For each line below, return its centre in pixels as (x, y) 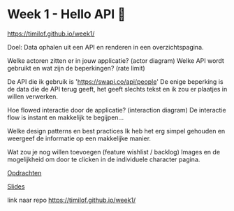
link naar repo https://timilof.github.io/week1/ (72, 200)
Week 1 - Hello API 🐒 (66, 14)
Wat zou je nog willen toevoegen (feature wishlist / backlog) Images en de (114, 152)
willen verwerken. (32, 96)
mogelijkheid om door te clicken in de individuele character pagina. (104, 159)
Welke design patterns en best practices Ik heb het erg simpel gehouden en (116, 131)
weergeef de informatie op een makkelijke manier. (79, 138)
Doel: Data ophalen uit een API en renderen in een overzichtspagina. (105, 47)
